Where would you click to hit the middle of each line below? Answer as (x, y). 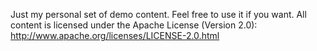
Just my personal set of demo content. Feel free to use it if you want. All (158, 14)
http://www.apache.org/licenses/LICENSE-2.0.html (115, 35)
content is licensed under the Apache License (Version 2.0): (134, 25)
